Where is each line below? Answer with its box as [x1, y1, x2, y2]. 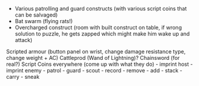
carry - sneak [6, 74, 40, 80]
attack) [14, 37, 33, 43]
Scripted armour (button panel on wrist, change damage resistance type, [6, 48, 186, 55]
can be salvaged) [14, 11, 58, 18]
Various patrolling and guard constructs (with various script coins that [14, 5, 187, 12]
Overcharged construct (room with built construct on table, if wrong [14, 24, 182, 31]
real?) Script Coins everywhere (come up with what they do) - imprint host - [6, 60, 193, 68]
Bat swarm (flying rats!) [14, 18, 73, 24]
